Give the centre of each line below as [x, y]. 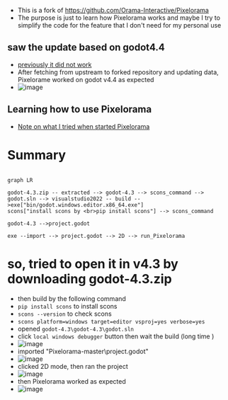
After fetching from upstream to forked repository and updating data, [118, 72]
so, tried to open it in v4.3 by [93, 264]
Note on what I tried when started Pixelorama [84, 126]
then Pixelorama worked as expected [72, 381]
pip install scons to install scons [67, 306]
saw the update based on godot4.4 [86, 48]
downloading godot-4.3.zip [90, 279]
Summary [36, 155]
